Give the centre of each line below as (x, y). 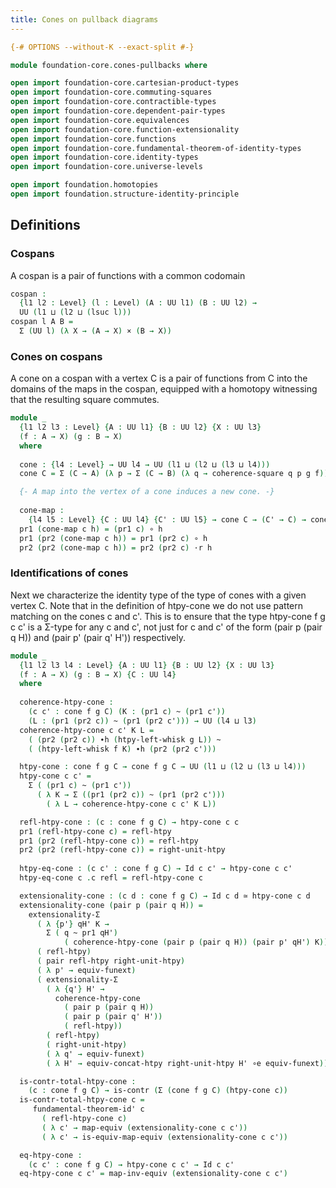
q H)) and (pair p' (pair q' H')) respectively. (98, 637)
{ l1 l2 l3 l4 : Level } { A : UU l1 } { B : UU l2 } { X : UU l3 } (147, 665)
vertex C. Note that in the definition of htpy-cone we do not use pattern (157, 605)
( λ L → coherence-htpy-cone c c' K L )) (131, 804)
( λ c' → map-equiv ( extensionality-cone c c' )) (144, 1127)
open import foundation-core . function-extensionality (125, 129)
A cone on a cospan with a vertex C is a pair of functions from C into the (159, 378)
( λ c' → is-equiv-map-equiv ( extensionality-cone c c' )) (164, 1137)
